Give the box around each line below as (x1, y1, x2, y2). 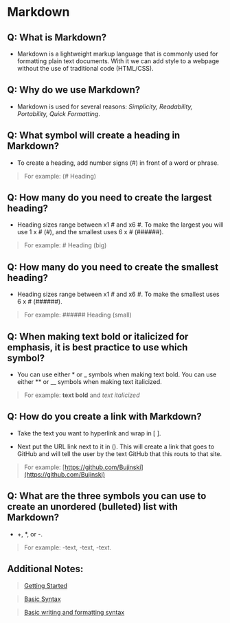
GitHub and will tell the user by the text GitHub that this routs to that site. (16, 449, 222, 457)
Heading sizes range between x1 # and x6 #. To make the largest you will (16, 220, 224, 229)
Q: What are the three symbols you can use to (7, 490, 207, 502)
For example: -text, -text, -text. (23, 543, 112, 552)
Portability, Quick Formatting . (16, 109, 101, 117)
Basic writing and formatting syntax (23, 608, 125, 616)
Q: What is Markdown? (7, 32, 107, 43)
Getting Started (23, 581, 67, 589)
